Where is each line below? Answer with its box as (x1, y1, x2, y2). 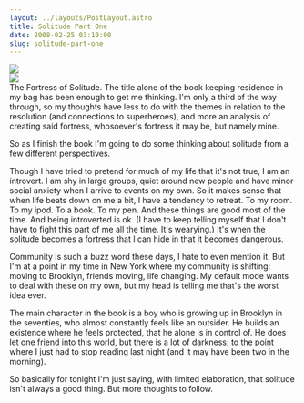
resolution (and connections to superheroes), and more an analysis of (9, 111, 271, 122)
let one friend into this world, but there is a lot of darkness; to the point (9, 336, 275, 347)
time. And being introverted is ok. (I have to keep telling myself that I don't (9, 214, 287, 225)
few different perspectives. (9, 148, 111, 160)
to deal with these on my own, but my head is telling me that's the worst (9, 280, 279, 292)
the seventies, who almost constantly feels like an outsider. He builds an (9, 317, 279, 328)
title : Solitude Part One (9, 22, 107, 31)
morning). (9, 356, 46, 367)
